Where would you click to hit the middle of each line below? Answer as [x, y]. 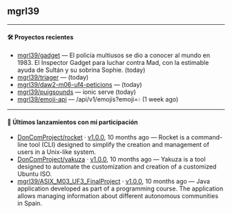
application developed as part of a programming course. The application [120, 188]
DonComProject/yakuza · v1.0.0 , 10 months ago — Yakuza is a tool [111, 159]
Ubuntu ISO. [34, 174]
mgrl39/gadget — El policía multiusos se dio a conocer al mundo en [114, 55]
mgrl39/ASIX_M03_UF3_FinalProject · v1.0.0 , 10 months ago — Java [114, 182]
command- [207, 137]
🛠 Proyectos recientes [40, 37]
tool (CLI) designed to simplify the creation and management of [119, 145]
